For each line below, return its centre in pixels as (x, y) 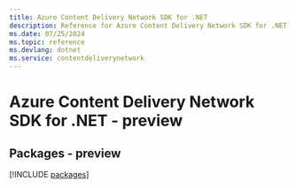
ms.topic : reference (47, 42)
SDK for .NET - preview (96, 121)
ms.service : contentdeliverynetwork (77, 58)
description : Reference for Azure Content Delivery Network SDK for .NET (148, 26)
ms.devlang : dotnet (45, 50)
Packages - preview (65, 153)
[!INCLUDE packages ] (49, 174)
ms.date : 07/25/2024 (47, 34)
